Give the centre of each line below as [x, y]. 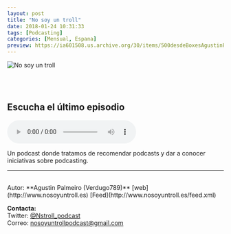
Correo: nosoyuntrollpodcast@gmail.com [65, 223]
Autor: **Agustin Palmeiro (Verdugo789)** [69, 187]
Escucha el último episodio [66, 107]
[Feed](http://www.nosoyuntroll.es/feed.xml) [153, 195]
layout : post [26, 13]
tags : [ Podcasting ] [35, 33]
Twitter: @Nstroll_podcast [44, 215]
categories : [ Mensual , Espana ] [52, 39]
